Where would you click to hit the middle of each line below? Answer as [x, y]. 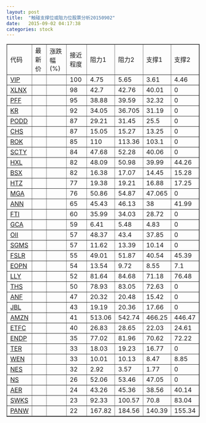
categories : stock [30, 29]
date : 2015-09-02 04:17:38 [44, 23]
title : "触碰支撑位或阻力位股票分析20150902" [61, 18]
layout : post [23, 12]
